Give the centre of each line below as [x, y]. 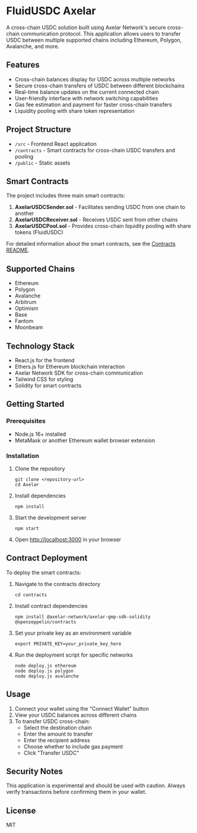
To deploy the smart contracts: [44, 572]
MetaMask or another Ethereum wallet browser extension [85, 440]
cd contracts [31, 595]
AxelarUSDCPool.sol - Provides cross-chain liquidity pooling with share [103, 226]
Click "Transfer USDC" [51, 753]
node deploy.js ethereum [45, 666]
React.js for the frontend [45, 360]
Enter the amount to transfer [58, 734]
